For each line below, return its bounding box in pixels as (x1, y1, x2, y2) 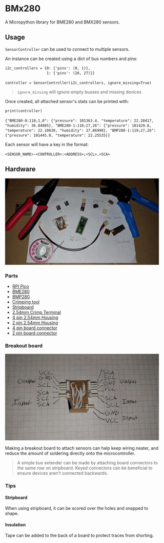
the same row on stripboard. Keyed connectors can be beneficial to (17, 465, 153, 471)
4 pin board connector (12, 325, 58, 331)
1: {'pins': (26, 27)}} (46, 70, 95, 76)
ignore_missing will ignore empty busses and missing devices (17, 89, 142, 95)
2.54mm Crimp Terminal (12, 310, 61, 315)
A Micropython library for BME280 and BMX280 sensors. (5, 19, 120, 25)
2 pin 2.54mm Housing (12, 320, 59, 326)
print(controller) (5, 108, 42, 113)
